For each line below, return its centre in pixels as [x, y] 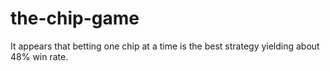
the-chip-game [75, 18]
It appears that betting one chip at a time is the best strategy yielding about [165, 46]
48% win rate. [39, 56]
